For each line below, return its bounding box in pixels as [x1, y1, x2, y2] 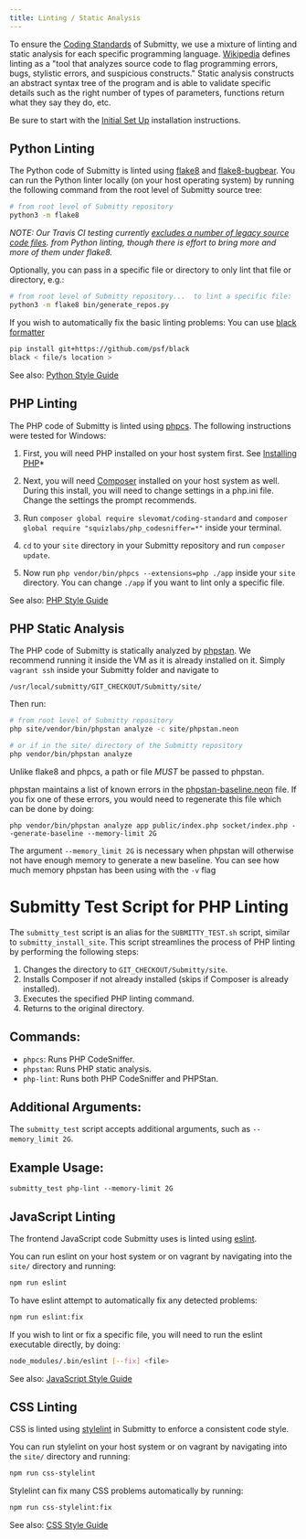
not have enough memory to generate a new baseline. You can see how [9, 854, 280, 865]
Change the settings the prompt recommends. [22, 495, 197, 506]
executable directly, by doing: [9, 1339, 121, 1350]
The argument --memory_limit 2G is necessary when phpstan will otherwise [9, 845, 294, 856]
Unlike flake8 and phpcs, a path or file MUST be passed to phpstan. [9, 765, 265, 777]
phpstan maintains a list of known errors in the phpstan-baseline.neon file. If [9, 784, 297, 795]
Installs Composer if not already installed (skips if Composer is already [22, 973, 290, 984]
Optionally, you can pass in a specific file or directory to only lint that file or [9, 264, 292, 275]
